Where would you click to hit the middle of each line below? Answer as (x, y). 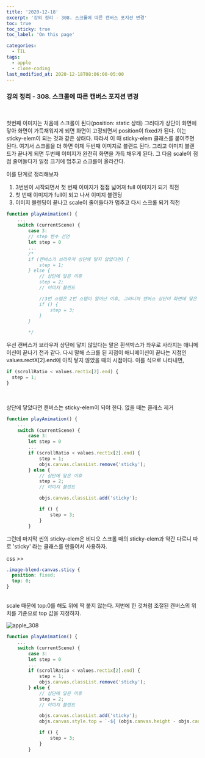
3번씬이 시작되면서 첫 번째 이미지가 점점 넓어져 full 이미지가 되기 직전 (97, 187)
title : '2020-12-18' (33, 12)
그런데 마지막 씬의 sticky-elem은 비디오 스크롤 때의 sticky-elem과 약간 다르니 (99, 539)
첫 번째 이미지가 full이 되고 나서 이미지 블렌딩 (69, 195)
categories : (21, 46)
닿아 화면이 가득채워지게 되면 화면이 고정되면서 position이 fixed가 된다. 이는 (97, 130)
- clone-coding (31, 68)
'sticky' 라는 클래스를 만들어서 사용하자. (60, 546)
